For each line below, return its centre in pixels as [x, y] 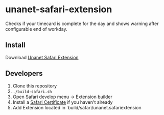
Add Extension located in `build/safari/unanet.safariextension [77, 107]
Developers [24, 73]
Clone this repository [35, 86]
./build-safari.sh [32, 91]
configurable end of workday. [36, 29]
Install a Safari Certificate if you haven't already [63, 102]
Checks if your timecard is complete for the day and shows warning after [82, 24]
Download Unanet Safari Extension [42, 57]
